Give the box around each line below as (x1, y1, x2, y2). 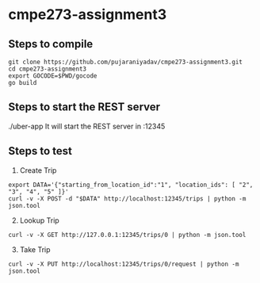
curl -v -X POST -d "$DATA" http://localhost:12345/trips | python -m (8, 194, 247, 203)
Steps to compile (8, 37, 94, 51)
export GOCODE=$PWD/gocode (8, 72, 97, 80)
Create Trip (19, 165, 57, 175)
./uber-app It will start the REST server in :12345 (8, 121, 166, 131)
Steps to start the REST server (8, 101, 161, 114)
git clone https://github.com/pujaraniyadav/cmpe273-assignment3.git (8, 58, 243, 66)
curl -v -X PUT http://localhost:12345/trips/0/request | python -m (8, 260, 239, 268)
